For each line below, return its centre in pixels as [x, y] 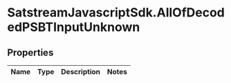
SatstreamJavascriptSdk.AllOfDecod [116, 13]
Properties [30, 52]
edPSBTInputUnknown [74, 27]
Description [81, 72]
